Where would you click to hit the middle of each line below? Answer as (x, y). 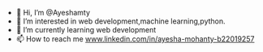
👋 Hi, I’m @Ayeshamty (53, 13)
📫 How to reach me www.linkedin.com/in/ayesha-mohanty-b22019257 (135, 39)
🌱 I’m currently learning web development (86, 30)
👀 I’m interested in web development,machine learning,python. (121, 21)
